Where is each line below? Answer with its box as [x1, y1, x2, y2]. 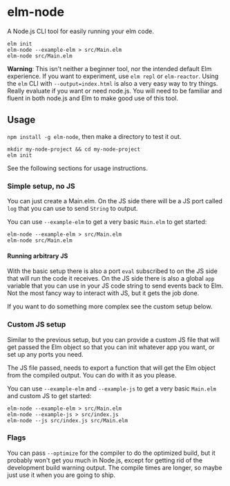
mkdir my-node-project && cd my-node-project [7, 146, 140, 153]
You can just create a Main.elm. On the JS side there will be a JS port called [7, 197, 223, 205]
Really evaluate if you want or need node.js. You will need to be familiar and [7, 86, 222, 95]
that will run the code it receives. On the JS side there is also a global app [7, 274, 215, 283]
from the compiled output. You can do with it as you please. [7, 371, 177, 379]
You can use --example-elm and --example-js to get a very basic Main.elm [7, 384, 216, 393]
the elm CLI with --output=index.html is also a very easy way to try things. [7, 79, 218, 87]
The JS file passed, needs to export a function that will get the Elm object [7, 364, 216, 372]
